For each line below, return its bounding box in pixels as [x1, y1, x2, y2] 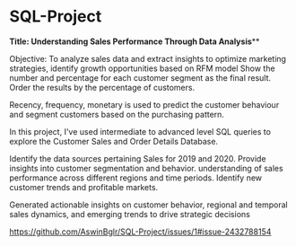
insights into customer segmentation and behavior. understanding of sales [9, 163, 284, 173]
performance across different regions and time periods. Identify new [9, 172, 263, 183]
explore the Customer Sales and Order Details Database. [9, 136, 218, 146]
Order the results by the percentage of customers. [9, 82, 196, 92]
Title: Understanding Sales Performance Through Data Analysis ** [9, 36, 260, 47]
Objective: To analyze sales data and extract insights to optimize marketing [9, 53, 287, 64]
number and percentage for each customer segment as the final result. [9, 72, 272, 83]
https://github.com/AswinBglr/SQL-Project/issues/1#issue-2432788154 [9, 226, 272, 237]
